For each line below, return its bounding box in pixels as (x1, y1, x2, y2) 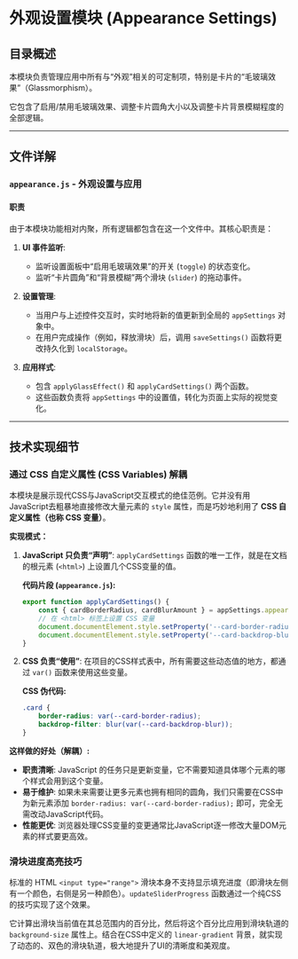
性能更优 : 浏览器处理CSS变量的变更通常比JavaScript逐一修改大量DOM (21, 820, 279, 830)
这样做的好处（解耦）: (9, 745, 90, 756)
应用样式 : (21, 361, 56, 373)
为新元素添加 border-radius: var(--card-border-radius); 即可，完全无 (21, 798, 284, 808)
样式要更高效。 (37, 830, 93, 841)
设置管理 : (21, 290, 56, 302)
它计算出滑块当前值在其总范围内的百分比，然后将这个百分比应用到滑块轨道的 (9, 918, 289, 929)
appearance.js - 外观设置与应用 (9, 178, 142, 191)
